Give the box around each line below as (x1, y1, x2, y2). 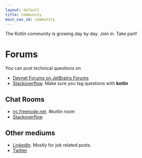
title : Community (5, 12, 42, 17)
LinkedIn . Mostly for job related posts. (12, 142, 92, 148)
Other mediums (5, 129, 56, 137)
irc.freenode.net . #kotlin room (12, 108, 75, 114)
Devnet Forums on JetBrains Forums (12, 75, 89, 81)
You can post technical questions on (5, 65, 81, 71)
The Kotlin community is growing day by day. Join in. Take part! (5, 31, 137, 37)
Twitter (12, 147, 28, 153)
